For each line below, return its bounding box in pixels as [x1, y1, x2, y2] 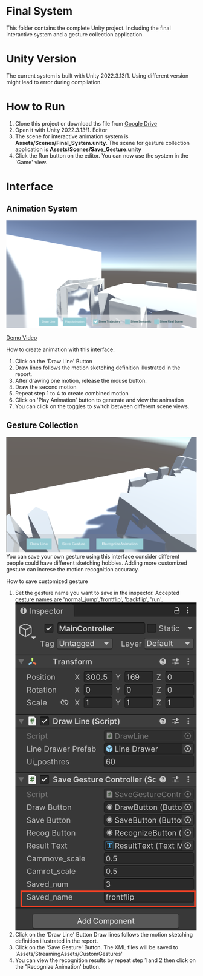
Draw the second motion [14, 383, 77, 391]
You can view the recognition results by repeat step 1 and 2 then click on [14, 957, 196, 964]
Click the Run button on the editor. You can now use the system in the [14, 152, 189, 159]
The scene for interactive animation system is [14, 132, 129, 140]
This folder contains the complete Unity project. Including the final [6, 24, 171, 32]
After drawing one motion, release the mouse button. [14, 377, 147, 384]
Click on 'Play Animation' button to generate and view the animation [14, 396, 184, 403]
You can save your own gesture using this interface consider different [6, 553, 180, 560]
